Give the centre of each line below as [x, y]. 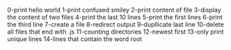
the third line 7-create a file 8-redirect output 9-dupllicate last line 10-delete [115, 24]
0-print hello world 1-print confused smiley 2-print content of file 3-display [114, 10]
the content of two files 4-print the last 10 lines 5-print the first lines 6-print [115, 17]
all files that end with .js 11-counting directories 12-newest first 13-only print [115, 32]
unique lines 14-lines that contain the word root [75, 39]
